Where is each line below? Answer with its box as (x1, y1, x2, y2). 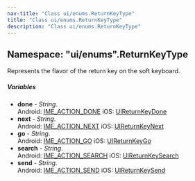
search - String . (17, 144, 64, 153)
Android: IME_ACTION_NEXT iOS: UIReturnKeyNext (17, 122, 164, 131)
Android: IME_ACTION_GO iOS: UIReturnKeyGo (17, 137, 151, 145)
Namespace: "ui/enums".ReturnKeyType (7, 48, 189, 60)
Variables (7, 82, 36, 90)
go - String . (17, 129, 51, 138)
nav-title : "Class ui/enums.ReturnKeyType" (7, 10, 135, 17)
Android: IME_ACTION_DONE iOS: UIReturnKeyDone (17, 108, 167, 116)
